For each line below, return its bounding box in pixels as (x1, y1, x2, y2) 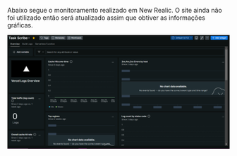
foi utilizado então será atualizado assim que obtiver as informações (7, 13, 206, 22)
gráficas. (7, 21, 33, 29)
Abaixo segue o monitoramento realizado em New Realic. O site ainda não (7, 6, 222, 14)
